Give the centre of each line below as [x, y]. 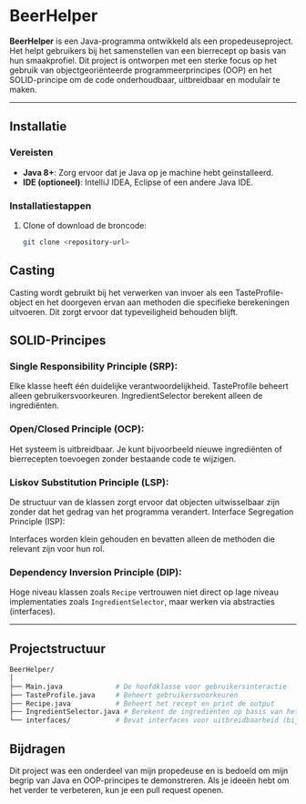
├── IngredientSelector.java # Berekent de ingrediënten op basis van [146, 712]
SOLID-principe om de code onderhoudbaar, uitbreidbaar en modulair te [145, 79]
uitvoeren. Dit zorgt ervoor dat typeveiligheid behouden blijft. [124, 311]
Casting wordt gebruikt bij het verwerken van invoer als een [122, 292]
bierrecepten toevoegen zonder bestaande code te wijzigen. [123, 458]
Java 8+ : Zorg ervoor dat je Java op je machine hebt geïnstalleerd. [148, 172]
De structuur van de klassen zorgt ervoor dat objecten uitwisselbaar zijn [145, 502]
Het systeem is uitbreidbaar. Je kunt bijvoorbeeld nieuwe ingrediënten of [146, 449]
